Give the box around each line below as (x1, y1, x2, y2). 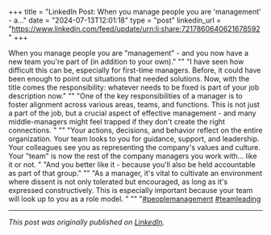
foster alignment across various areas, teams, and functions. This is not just (8, 100, 261, 109)
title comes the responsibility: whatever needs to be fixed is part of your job (8, 82, 260, 92)
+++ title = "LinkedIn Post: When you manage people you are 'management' (8, 7, 262, 16)
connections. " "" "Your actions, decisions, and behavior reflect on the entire (8, 125, 263, 135)
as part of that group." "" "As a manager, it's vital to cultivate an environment (8, 169, 263, 178)
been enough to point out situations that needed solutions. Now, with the (8, 74, 250, 83)
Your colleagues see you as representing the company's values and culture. (8, 143, 261, 152)
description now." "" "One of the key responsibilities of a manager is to (8, 91, 244, 100)
